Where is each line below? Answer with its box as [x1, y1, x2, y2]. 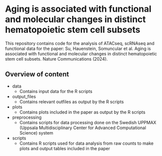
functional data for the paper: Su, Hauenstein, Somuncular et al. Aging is [5, 45, 151, 51]
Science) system [19, 130, 53, 135]
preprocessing [12, 114, 42, 120]
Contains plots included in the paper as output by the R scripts [19, 109, 146, 115]
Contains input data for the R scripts [19, 88, 93, 94]
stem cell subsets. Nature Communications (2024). [5, 56, 108, 62]
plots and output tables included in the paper [19, 145, 110, 151]
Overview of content [5, 70, 69, 79]
